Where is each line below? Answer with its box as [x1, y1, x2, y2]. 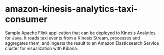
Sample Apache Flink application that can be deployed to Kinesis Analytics [5, 30, 156, 36]
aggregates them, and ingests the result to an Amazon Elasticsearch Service [5, 40, 159, 46]
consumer [5, 14, 47, 25]
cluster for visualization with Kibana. [5, 45, 78, 51]
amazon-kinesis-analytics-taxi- [5, 3, 138, 15]
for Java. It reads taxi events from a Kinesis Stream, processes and [5, 35, 141, 41]
